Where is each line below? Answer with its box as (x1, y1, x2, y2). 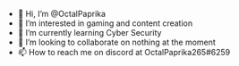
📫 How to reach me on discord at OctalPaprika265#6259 (17, 47, 231, 57)
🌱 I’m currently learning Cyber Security (17, 28, 162, 37)
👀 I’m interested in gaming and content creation (17, 18, 193, 29)
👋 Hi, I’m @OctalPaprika (17, 9, 106, 19)
